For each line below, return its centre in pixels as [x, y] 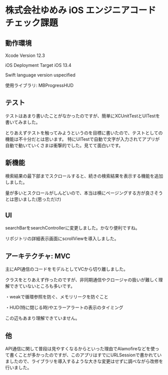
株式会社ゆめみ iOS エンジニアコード [81, 10]
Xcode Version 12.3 [25, 55]
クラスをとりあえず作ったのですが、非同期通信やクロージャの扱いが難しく [82, 280]
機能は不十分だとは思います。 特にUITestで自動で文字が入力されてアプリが [82, 139]
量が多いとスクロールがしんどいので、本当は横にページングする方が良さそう [84, 193]
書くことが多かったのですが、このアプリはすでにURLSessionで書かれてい [86, 355]
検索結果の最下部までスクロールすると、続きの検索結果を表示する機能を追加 [84, 176]
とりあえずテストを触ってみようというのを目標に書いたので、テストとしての [84, 133]
